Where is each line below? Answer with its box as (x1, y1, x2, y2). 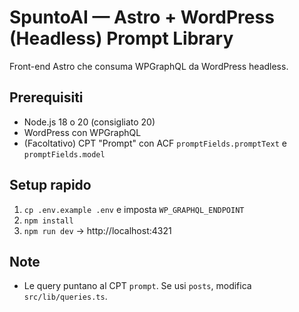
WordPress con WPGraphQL (23, 126, 142, 138)
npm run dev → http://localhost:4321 (23, 224, 172, 236)
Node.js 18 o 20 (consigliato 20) (23, 116, 156, 128)
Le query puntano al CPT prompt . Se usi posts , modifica (23, 280, 252, 292)
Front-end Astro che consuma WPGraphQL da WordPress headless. (9, 60, 289, 72)
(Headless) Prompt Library (9, 27, 234, 50)
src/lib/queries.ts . (23, 291, 108, 303)
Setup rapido (9, 177, 92, 194)
